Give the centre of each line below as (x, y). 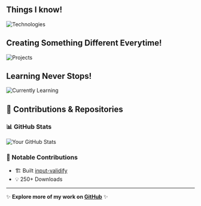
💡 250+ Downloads (39, 179)
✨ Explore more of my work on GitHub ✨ (57, 197)
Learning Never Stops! (49, 76)
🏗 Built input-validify (41, 171)
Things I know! (34, 10)
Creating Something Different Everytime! (84, 43)
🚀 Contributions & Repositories (65, 109)
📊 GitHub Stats (29, 127)
